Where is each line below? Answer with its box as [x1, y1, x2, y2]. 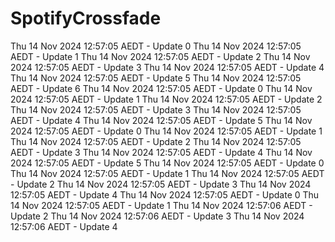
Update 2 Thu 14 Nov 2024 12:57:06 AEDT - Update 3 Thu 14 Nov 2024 [10, 210, 305, 222]
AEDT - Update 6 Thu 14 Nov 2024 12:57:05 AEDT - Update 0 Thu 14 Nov [10, 82, 313, 94]
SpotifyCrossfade [10, 7, 162, 30]
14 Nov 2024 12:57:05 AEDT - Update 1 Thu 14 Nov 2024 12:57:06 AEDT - [10, 199, 313, 211]
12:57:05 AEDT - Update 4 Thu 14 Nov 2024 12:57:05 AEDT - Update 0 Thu [10, 188, 320, 201]
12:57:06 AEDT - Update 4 [10, 220, 118, 232]
